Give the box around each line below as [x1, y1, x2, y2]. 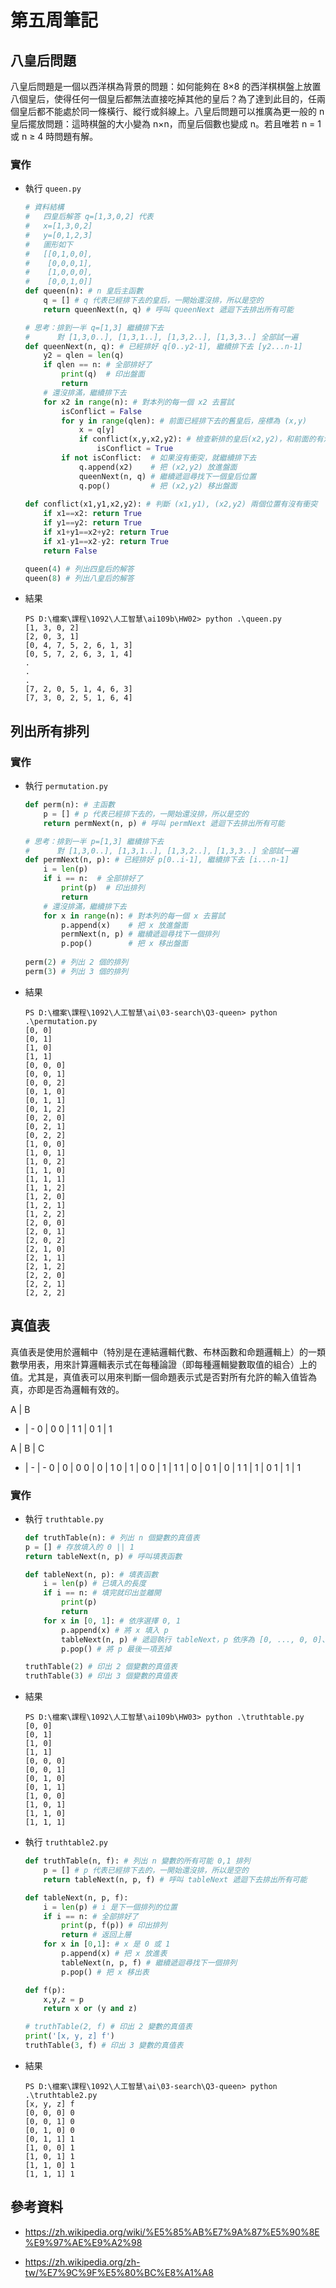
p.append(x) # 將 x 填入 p [61, 1625, 169, 1635]
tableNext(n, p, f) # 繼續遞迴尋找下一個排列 [61, 1957, 238, 1968]
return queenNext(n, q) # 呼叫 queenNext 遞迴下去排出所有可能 [43, 304, 294, 315]
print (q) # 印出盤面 [61, 369, 145, 380]
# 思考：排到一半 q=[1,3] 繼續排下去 [24, 322, 165, 333]
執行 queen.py [24, 182, 82, 195]
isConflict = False [61, 406, 142, 416]
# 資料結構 [24, 202, 65, 213]
